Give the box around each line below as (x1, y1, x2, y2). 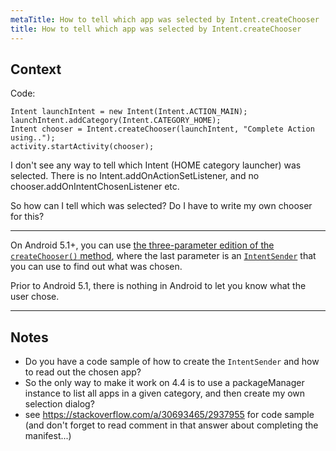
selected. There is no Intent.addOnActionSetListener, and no (10, 170, 260, 182)
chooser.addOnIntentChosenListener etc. (10, 181, 180, 193)
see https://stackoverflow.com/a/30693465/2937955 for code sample (24, 409, 315, 421)
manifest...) (24, 430, 72, 442)
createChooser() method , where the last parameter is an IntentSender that (10, 250, 317, 262)
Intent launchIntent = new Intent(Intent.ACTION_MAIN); (10, 107, 248, 117)
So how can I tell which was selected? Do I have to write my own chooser (10, 200, 313, 212)
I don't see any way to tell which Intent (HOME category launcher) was (10, 159, 302, 171)
